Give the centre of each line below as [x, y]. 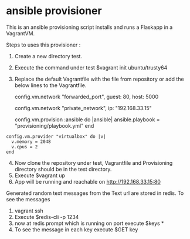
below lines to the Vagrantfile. [50, 85]
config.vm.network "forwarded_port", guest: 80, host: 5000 [86, 97]
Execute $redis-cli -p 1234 [47, 217]
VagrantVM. [21, 33]
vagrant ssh [29, 211]
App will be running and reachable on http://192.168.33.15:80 [88, 181]
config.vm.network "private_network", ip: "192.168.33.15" [83, 108]
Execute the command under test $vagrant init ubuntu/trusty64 [91, 67]
